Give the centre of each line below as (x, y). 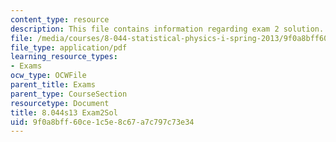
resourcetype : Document (60, 103)
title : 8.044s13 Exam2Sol (64, 112)
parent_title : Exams (53, 85)
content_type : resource (60, 19)
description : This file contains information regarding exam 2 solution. (167, 29)
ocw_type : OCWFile (48, 76)
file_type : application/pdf (69, 47)
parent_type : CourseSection (69, 94)
